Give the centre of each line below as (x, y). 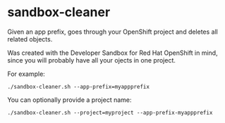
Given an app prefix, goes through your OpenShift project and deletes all (113, 32)
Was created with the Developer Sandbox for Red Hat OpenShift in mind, (112, 53)
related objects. (30, 39)
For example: (26, 74)
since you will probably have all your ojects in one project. (92, 60)
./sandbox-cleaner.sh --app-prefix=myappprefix (79, 86)
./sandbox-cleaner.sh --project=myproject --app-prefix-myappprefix (110, 112)
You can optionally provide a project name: (69, 100)
